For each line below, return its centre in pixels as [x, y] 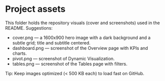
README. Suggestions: [29, 28]
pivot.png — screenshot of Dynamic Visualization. [64, 58]
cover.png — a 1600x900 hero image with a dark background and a [81, 38]
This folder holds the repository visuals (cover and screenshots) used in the [82, 23]
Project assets [35, 9]
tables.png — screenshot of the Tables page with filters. [70, 64]
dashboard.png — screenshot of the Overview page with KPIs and [80, 48]
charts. [20, 53]
